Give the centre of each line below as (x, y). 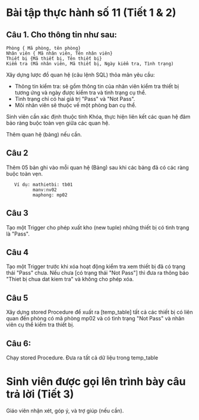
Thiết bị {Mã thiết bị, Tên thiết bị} (54, 59)
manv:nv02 (45, 190)
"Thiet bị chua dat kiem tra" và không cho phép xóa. (70, 279)
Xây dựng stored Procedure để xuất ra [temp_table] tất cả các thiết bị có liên (99, 312)
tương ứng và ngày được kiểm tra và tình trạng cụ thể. (80, 93)
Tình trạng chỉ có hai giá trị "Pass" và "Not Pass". (75, 99)
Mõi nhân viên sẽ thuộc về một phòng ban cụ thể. (75, 105)
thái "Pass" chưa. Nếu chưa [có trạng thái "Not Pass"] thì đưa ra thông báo (97, 273)
